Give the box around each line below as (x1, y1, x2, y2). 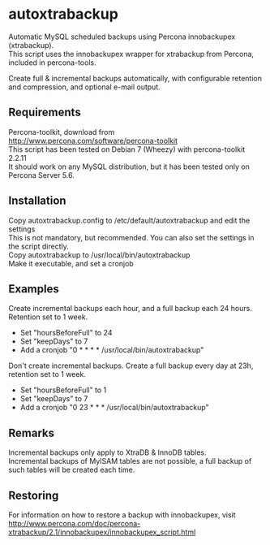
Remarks (8, 426, 55, 439)
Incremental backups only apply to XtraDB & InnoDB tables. (8, 448, 207, 457)
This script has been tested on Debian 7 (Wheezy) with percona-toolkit (8, 144, 246, 154)
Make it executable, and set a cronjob (8, 258, 134, 268)
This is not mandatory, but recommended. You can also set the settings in (8, 232, 255, 242)
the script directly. (8, 241, 69, 251)
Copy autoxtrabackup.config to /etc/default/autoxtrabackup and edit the (8, 215, 251, 225)
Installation (8, 194, 66, 208)
